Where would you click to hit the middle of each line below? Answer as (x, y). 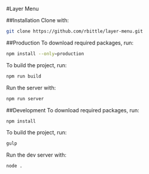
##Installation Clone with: (38, 20)
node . (14, 166)
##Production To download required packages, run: (70, 43)
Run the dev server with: (37, 155)
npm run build (24, 76)
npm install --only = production (45, 53)
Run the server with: (31, 88)
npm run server (25, 98)
